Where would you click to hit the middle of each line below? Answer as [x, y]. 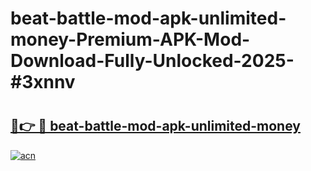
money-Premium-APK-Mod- [130, 39]
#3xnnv [43, 82]
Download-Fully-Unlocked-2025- [152, 61]
